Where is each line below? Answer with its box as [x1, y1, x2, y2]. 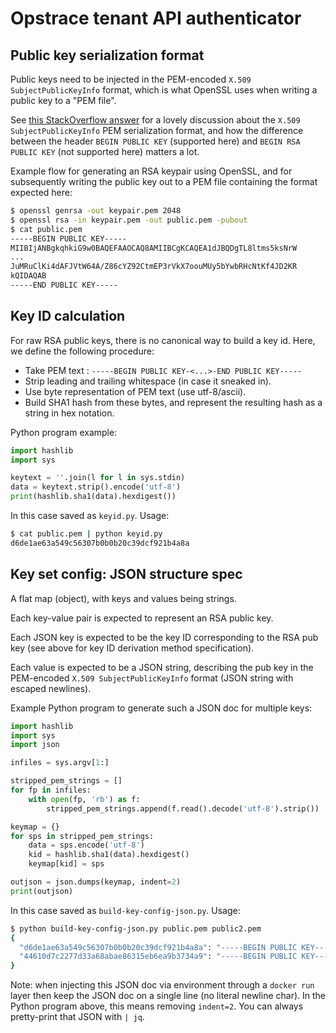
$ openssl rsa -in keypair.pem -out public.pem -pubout [10, 215, 248, 225]
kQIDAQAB [10, 271, 47, 281]
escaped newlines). [10, 682, 92, 694]
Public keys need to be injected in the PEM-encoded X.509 [10, 73, 252, 85]
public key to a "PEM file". [10, 95, 117, 106]
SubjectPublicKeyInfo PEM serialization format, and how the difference [10, 125, 304, 136]
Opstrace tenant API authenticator [10, 7, 302, 30]
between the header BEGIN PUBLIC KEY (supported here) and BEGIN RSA [10, 135, 301, 147]
